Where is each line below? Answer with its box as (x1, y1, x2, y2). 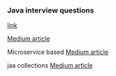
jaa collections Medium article (7, 61, 93, 70)
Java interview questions (7, 6, 94, 15)
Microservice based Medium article (7, 48, 109, 57)
